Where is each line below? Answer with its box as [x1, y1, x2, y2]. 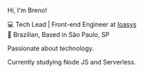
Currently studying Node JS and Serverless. [7, 58, 136, 66]
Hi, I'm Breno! [7, 6, 48, 14]
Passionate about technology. [7, 44, 94, 52]
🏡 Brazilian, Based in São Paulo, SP [7, 30, 110, 38]
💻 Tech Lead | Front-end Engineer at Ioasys [7, 21, 137, 28]
